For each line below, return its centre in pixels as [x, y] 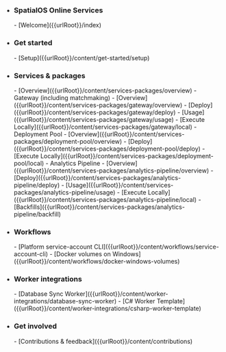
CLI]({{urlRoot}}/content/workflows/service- [156, 247]
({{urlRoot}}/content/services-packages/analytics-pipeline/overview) [111, 171]
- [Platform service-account [53, 247]
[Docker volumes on [82, 254]
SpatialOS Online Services [58, 10]
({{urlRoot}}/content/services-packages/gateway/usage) [94, 119]
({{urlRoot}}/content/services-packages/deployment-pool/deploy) [107, 149]
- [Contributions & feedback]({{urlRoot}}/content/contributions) [103, 341]
